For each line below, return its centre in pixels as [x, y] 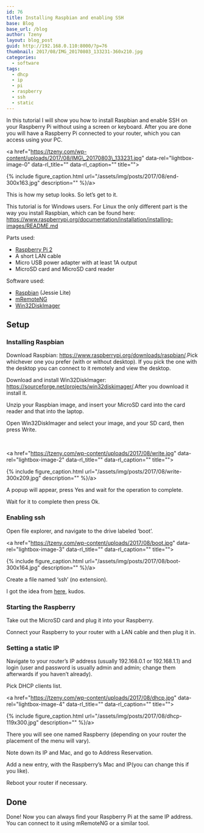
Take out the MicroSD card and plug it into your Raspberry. [80, 620]
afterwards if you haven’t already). [49, 674]
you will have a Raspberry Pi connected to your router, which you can [93, 133]
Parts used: [21, 237]
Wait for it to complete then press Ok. [53, 502]
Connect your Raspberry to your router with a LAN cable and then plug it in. [101, 632]
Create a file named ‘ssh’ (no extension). [57, 579]
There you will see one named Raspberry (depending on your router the [97, 734]
